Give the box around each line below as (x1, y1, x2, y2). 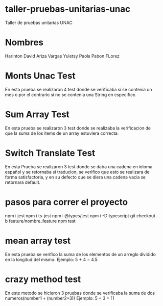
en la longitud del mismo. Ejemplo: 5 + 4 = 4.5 (5, 256, 98, 262)
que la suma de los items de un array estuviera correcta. (5, 130, 119, 136)
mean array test (5, 235, 71, 246)
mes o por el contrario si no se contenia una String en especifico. (5, 92, 137, 98)
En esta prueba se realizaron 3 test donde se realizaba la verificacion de (5, 125, 151, 131)
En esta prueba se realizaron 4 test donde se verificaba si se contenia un (5, 86, 153, 92)
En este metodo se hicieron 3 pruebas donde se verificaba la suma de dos (5, 290, 155, 296)
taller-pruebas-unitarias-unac (5, 3, 131, 15)
